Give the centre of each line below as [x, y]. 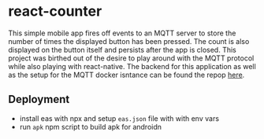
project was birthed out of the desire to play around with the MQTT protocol [131, 58]
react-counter [55, 11]
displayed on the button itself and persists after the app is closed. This [122, 49]
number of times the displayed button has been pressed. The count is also [129, 41]
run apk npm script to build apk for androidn [91, 126]
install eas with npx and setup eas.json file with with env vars [119, 118]
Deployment [39, 99]
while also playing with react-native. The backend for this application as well [132, 66]
